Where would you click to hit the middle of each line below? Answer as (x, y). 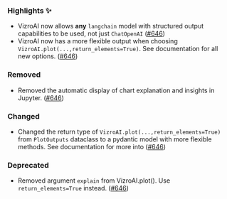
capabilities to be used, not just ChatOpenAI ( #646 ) (91, 33)
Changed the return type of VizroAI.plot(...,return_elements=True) (119, 131)
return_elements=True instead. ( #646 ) (73, 188)
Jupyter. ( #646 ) (41, 97)
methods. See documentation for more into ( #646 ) (91, 146)
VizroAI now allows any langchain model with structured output (111, 26)
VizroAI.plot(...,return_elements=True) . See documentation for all (118, 49)
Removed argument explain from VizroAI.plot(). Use (94, 181)
